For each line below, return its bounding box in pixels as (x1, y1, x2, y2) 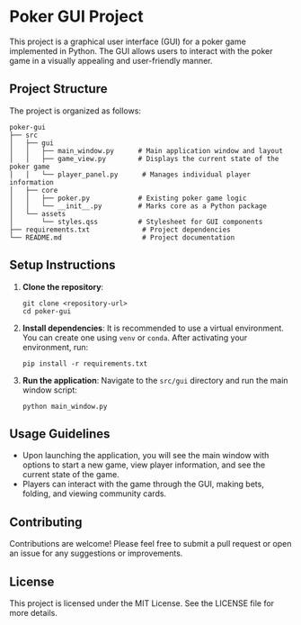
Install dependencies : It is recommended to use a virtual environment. (22, 322, 285, 333)
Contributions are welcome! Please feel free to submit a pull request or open (9, 539, 292, 549)
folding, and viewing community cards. (22, 488, 167, 499)
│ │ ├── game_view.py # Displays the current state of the (9, 154, 279, 163)
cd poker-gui (22, 306, 72, 316)
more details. (9, 608, 58, 618)
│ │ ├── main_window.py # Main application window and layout (9, 146, 283, 155)
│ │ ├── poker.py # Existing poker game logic (9, 194, 247, 203)
